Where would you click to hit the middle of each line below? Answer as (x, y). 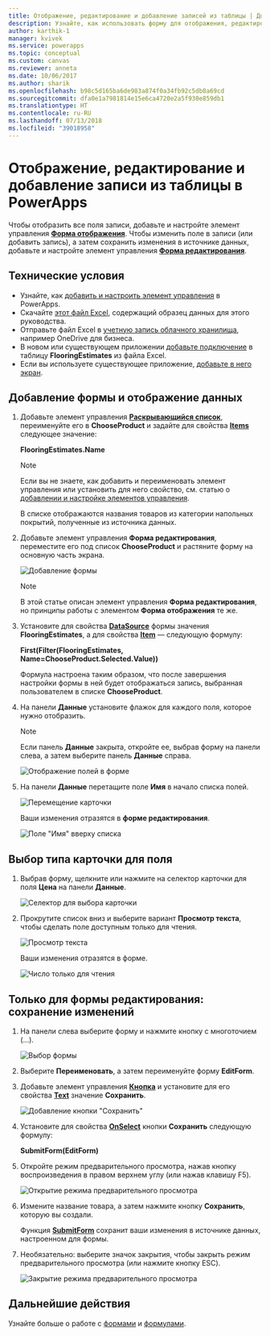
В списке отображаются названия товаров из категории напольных (137, 514)
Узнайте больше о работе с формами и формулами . (97, 1323)
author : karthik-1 (39, 31)
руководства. (43, 321)
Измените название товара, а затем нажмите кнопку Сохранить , (132, 1205)
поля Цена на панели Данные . (73, 887)
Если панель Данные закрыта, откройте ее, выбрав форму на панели (140, 747)
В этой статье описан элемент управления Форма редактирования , (138, 602)
